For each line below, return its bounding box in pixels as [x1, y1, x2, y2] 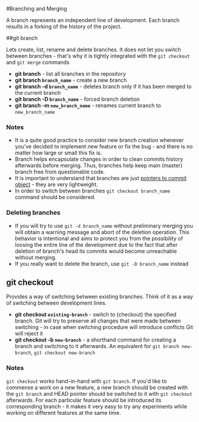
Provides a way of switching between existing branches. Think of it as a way [6, 293, 193, 300]
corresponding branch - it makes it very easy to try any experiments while [6, 402, 187, 410]
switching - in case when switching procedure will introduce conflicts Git [14, 324, 193, 331]
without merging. [14, 253, 57, 261]
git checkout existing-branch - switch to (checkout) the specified [14, 311, 177, 318]
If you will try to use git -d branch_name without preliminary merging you [14, 222, 193, 229]
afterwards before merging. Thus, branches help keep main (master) [14, 162, 183, 169]
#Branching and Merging [6, 5, 67, 12]
